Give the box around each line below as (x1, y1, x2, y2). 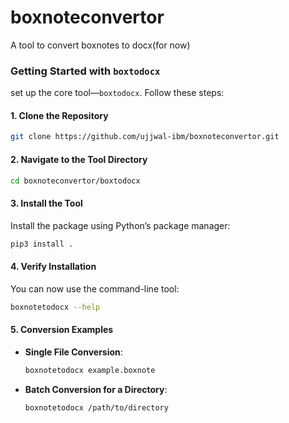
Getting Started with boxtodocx (10, 64, 161, 78)
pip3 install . (10, 239, 74, 249)
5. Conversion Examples (10, 324, 114, 336)
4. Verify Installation (10, 261, 97, 273)
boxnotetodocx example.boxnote (24, 365, 156, 375)
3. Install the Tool (10, 197, 83, 209)
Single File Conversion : (24, 346, 123, 358)
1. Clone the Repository (10, 109, 109, 121)
